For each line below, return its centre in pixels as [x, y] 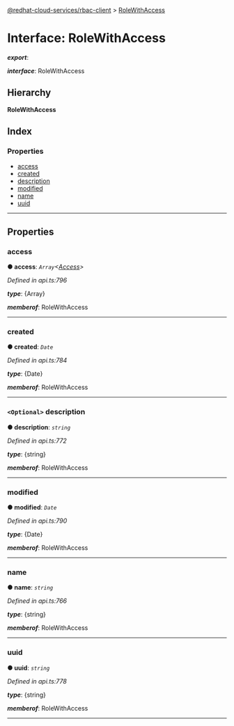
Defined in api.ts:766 [37, 601]
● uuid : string [29, 668]
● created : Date [30, 347]
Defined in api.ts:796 [37, 281]
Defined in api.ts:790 [37, 521]
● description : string [39, 427]
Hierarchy [29, 93]
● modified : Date [32, 507]
